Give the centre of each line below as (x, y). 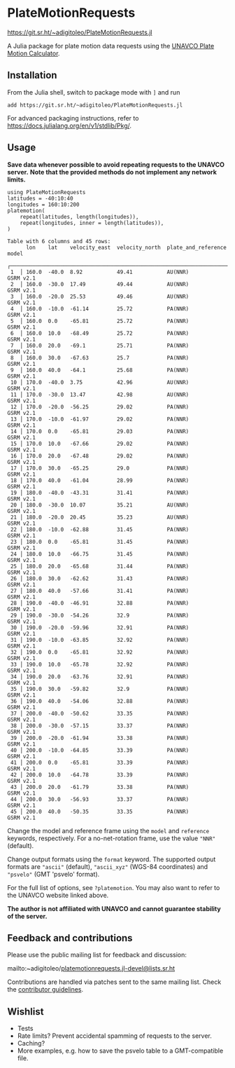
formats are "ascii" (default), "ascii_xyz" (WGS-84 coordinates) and (108, 866)
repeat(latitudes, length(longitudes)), (79, 217)
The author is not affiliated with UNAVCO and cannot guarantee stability (114, 908)
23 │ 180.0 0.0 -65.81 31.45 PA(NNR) (100, 542)
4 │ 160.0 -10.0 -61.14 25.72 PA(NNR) (100, 309)
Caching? (31, 1043)
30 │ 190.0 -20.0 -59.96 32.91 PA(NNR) (100, 628)
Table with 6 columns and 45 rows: (59, 241)
